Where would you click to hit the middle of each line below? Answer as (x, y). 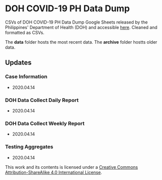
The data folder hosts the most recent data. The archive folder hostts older (81, 42)
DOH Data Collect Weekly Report (45, 123)
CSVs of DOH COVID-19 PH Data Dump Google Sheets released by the (77, 22)
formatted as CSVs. (25, 32)
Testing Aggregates (29, 147)
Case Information (26, 77)
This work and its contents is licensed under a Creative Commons (72, 167)
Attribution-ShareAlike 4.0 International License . (54, 172)
